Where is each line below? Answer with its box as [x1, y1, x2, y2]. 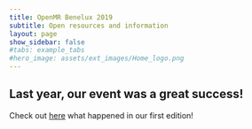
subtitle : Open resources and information [9, 21, 169, 30]
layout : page [9, 29, 58, 38]
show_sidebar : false [9, 37, 86, 47]
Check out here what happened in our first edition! [9, 110, 193, 120]
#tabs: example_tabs [9, 46, 86, 55]
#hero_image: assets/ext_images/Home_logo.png [9, 54, 185, 63]
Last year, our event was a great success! [9, 87, 244, 102]
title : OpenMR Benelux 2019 [9, 12, 114, 22]
